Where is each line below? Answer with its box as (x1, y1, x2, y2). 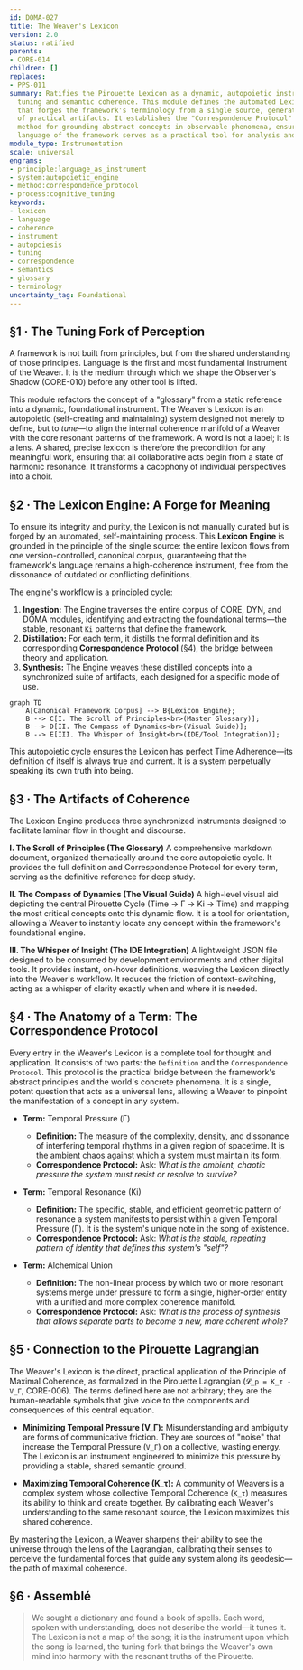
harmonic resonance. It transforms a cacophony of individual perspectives (9, 462, 287, 473)
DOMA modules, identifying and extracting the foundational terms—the (22, 614, 287, 624)
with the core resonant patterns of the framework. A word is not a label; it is (9, 433, 290, 444)
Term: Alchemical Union (22, 1260, 113, 1271)
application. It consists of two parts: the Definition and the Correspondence (9, 1056, 289, 1067)
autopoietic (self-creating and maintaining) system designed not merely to (9, 413, 285, 425)
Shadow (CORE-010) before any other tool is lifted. (9, 377, 197, 388)
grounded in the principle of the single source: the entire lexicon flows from (9, 540, 290, 551)
